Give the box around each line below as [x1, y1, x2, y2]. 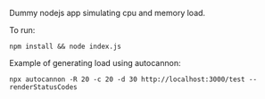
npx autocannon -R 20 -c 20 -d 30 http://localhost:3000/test [9, 75, 245, 84]
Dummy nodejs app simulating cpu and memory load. [9, 8, 206, 18]
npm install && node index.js [9, 42, 122, 51]
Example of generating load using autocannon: [9, 58, 181, 68]
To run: [9, 25, 36, 35]
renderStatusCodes [9, 83, 78, 92]
